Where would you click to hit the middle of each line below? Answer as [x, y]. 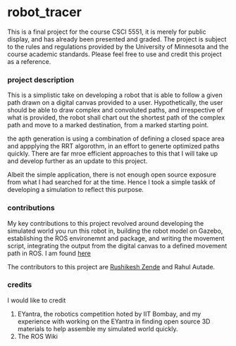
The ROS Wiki [38, 336]
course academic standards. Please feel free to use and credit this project [114, 54]
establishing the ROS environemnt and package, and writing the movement [116, 238]
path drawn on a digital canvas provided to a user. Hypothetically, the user [115, 103]
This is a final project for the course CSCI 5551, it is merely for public [107, 32]
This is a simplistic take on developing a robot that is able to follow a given [115, 95]
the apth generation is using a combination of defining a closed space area [116, 139]
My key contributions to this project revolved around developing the [106, 223]
